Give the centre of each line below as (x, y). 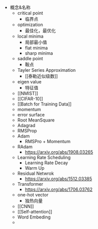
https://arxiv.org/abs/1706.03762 (59, 189)
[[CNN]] (25, 206)
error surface (31, 115)
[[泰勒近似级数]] (41, 76)
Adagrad (26, 125)
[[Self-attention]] (35, 212)
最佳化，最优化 (40, 31)
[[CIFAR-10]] (30, 99)
